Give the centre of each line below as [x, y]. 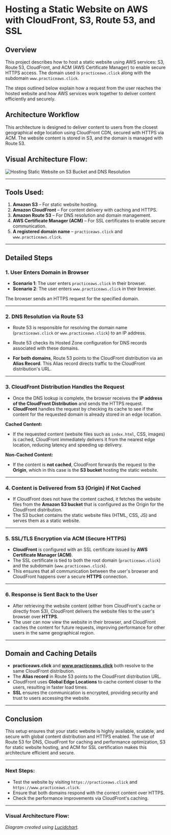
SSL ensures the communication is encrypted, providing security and [85, 693]
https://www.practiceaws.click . [46, 787]
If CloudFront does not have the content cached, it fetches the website [87, 499]
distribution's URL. [32, 369]
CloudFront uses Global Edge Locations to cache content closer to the [87, 682]
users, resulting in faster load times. [50, 687]
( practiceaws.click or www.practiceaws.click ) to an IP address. [79, 333]
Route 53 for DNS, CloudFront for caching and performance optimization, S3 [85, 742]
